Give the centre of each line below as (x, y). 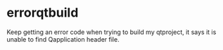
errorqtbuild (43, 13)
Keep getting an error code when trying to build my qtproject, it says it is (111, 32)
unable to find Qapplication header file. (63, 39)
